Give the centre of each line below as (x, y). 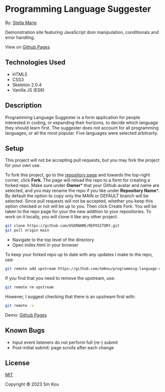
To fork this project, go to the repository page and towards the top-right (78, 175)
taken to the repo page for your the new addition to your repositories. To (78, 211)
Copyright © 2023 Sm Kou (32, 384)
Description (23, 106)
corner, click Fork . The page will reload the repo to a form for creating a (78, 180)
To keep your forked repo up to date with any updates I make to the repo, (79, 255)
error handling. (20, 37)
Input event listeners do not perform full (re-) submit (65, 342)
